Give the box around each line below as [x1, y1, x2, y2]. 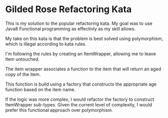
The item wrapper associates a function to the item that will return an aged [5, 66, 161, 72]
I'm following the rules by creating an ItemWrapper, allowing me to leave [5, 51, 156, 57]
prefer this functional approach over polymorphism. [5, 107, 113, 113]
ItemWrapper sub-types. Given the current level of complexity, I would [5, 101, 152, 107]
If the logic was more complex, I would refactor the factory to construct [5, 96, 155, 102]
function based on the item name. [5, 86, 76, 92]
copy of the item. [5, 71, 41, 77]
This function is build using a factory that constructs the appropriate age [5, 81, 157, 87]
